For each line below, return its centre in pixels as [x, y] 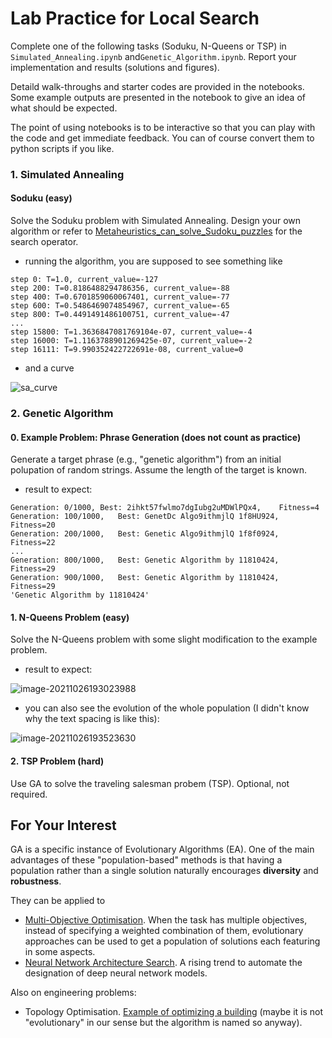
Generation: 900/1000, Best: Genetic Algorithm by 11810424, [145, 578]
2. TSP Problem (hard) [57, 761]
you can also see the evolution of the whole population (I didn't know [167, 708]
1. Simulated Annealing [67, 174]
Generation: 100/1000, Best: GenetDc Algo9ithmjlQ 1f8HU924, [145, 517]
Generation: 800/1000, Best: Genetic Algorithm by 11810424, [145, 560]
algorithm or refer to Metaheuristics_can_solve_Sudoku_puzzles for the [156, 231]
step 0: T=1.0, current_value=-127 [84, 280]
